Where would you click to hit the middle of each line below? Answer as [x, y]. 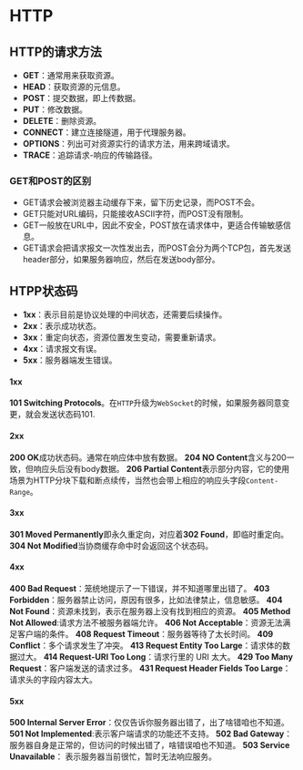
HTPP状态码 [44, 291]
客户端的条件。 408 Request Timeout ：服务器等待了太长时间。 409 [145, 633]
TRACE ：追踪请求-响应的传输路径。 [90, 155]
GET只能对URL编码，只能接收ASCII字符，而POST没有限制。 [135, 214]
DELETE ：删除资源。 [62, 121]
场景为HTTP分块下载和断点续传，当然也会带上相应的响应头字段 [128, 480]
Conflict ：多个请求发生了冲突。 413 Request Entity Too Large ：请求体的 [146, 645]
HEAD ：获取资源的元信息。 [74, 87]
